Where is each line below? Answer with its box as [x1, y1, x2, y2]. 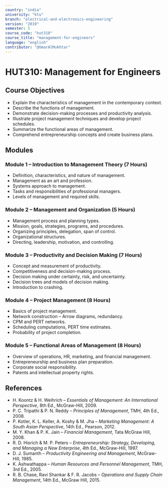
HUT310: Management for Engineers [5, 66, 161, 78]
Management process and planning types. [12, 218, 100, 224]
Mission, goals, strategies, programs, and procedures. [12, 223, 124, 229]
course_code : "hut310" [5, 31, 53, 36]
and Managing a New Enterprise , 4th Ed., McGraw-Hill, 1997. [12, 445, 139, 451]
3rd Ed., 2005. [12, 466, 43, 472]
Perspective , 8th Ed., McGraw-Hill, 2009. [12, 402, 98, 409]
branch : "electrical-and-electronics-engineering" [5, 17, 113, 22]
